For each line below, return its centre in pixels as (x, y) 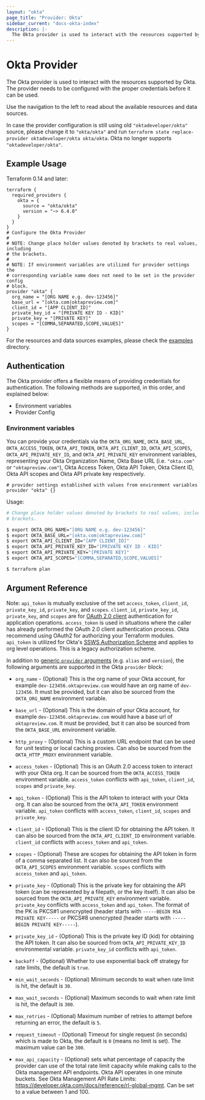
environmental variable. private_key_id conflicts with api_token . (96, 949)
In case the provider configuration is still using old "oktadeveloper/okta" (97, 125)
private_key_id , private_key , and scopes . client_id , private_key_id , (92, 609)
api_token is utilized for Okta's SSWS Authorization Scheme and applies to (100, 642)
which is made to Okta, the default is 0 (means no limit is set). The (98, 1041)
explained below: (28, 394)
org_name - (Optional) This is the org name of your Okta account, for (100, 678)
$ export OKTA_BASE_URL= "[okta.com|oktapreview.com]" (76, 535)
